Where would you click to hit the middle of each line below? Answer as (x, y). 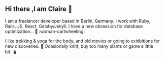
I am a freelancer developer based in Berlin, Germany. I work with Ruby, (78, 21)
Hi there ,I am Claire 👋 (39, 9)
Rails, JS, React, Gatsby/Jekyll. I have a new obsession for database (74, 26)
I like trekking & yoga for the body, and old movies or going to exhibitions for (82, 41)
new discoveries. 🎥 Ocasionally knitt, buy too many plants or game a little (79, 46)
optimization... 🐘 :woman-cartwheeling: (45, 31)
